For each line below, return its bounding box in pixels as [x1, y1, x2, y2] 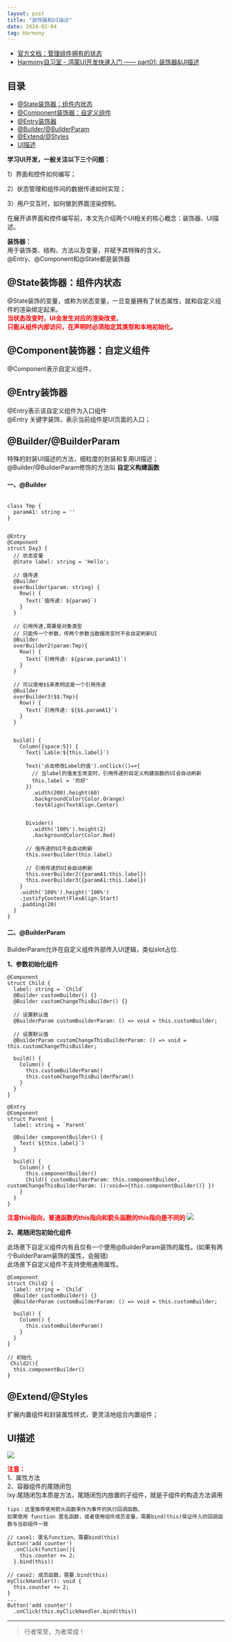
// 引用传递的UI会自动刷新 [25, 865, 93, 872]
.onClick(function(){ [13, 1546, 76, 1553]
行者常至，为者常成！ [23, 1627, 85, 1636]
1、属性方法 [7, 1474, 40, 1482]
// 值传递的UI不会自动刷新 [25, 845, 93, 852]
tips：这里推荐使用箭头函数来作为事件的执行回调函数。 [7, 1506, 144, 1513]
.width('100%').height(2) [32, 825, 107, 833]
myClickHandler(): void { [7, 1578, 81, 1585]
